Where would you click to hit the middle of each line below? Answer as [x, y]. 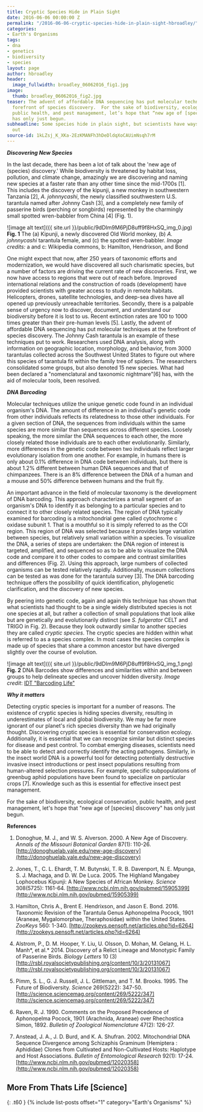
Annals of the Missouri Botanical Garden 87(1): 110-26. [83, 844]
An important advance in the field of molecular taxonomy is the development [102, 493]
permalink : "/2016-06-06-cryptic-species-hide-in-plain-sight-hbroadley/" [103, 23]
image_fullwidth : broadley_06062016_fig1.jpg [70, 85]
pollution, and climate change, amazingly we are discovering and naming [97, 177]
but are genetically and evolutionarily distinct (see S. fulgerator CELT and [98, 619]
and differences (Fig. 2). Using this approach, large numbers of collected [97, 563]
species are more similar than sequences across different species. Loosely [100, 429]
